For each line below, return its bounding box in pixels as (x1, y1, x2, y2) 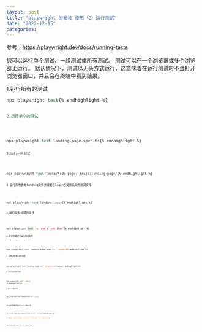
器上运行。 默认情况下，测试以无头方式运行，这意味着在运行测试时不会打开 (6, 64, 196, 72)
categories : (6, 26, 37, 33)
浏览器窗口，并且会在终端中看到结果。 (6, 72, 103, 80)
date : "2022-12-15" (6, 20, 56, 26)
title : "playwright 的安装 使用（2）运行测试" (6, 15, 118, 21)
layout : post (6, 9, 40, 15)
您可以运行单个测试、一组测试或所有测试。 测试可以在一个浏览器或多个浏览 (6, 56, 196, 64)
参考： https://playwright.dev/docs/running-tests (6, 44, 129, 51)
